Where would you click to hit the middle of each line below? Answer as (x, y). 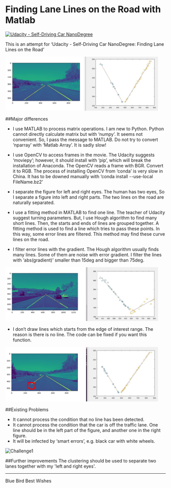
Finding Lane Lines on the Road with (83, 9)
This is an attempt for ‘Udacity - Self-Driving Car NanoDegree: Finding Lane (85, 44)
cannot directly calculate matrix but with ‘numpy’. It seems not (78, 134)
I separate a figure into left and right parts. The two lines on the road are (88, 197)
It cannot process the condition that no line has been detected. (78, 420)
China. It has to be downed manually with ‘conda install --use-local (83, 177)
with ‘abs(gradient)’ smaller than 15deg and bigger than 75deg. (78, 260)
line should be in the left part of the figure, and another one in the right (87, 430)
